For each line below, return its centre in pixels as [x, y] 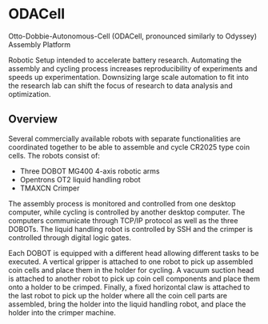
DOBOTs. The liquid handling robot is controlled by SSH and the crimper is [131, 229]
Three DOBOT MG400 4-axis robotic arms [90, 171]
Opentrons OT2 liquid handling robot [80, 179]
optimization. [30, 94]
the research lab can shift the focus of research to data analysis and [121, 86]
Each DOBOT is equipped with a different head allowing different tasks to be [134, 253]
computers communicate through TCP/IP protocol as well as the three [123, 220]
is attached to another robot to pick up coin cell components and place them [134, 278]
